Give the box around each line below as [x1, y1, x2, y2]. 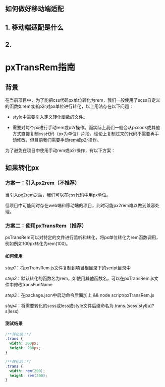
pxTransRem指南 [5, 62, 76, 73]
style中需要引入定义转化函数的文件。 [12, 114, 88, 120]
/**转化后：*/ [5, 359, 31, 364]
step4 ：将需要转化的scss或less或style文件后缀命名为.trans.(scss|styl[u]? [5, 303, 155, 309]
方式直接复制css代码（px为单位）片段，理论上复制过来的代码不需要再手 [12, 131, 160, 137]
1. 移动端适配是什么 [5, 23, 64, 31]
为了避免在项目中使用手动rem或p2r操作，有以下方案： [5, 148, 115, 154]
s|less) [5, 309, 19, 314]
